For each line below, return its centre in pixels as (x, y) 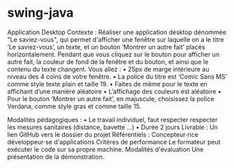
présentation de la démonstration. (56, 156)
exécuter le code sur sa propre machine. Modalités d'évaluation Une (105, 149)
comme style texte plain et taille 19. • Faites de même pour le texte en (107, 84)
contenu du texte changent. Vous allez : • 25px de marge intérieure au (108, 69)
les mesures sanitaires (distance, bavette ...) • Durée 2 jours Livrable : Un (113, 127)
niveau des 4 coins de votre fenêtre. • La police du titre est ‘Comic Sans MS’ (117, 76)
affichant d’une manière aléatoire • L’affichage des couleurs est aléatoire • (114, 91)
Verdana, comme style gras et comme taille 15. (74, 106)
